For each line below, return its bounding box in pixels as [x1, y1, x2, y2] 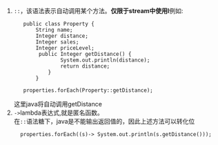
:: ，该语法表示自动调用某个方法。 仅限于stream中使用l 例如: [13, 7, 184, 14]
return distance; [60, 63, 110, 70]
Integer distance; [35, 32, 88, 39]
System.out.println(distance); [60, 57, 150, 64]
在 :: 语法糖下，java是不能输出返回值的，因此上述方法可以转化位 [13, 117, 195, 125]
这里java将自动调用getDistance [13, 100, 102, 108]
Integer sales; [35, 39, 79, 46]
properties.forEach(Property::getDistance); [23, 87, 153, 94]
